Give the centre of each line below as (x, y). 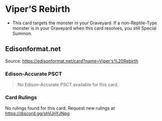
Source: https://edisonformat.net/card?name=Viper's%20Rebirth (72, 61)
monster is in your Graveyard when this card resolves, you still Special (84, 28)
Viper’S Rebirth (38, 9)
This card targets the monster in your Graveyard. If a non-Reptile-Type (84, 23)
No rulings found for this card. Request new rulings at (60, 108)
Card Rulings (21, 97)
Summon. (22, 33)
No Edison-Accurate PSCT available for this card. (68, 85)
